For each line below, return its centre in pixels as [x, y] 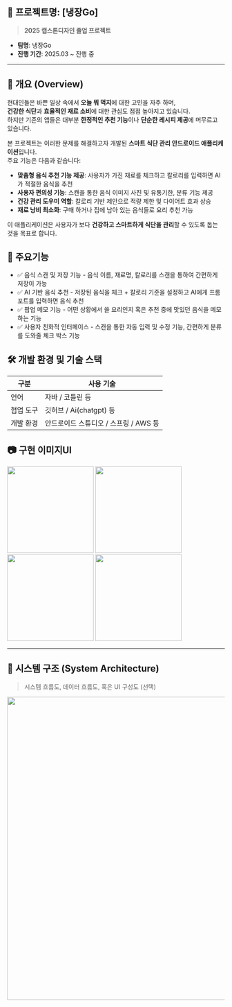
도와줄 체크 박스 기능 [52, 335]
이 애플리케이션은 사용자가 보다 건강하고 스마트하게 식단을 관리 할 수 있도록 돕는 [113, 225]
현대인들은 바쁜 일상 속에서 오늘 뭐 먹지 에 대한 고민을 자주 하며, [91, 102]
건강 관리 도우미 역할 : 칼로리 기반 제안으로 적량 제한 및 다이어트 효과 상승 [114, 201]
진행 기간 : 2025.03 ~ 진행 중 [56, 53]
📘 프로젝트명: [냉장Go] [53, 12]
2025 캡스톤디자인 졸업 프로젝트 [68, 30]
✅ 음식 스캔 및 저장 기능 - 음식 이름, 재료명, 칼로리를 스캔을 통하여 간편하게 [117, 275]
